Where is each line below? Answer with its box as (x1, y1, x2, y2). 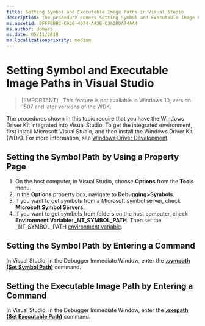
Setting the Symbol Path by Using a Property (6, 152, 179, 162)
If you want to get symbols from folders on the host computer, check (15, 210, 188, 217)
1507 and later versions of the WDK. (21, 103, 112, 110)
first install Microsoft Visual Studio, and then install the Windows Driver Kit (6, 127, 193, 135)
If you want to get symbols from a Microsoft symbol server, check (15, 197, 181, 204)
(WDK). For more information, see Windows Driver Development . (6, 134, 169, 141)
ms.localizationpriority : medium (6, 37, 92, 43)
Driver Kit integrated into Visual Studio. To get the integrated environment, (6, 121, 193, 129)
